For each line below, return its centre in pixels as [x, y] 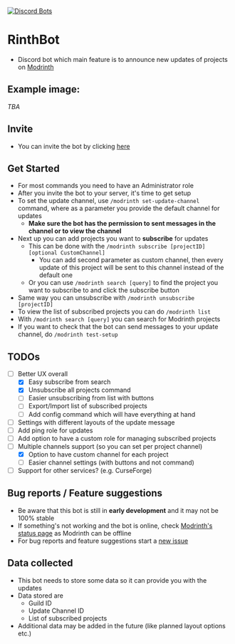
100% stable [36, 518]
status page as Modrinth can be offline [74, 533]
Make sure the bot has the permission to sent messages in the [122, 224]
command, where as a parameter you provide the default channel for [119, 208]
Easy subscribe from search [69, 382]
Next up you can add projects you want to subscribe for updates [113, 239]
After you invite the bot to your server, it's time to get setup [104, 193]
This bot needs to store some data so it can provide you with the [112, 580]
